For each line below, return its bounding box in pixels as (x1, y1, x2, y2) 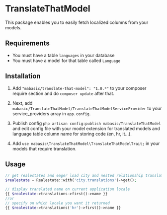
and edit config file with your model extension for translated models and (12, 125, 160, 132)
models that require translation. (12, 145, 77, 151)
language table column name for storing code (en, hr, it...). (12, 131, 132, 137)
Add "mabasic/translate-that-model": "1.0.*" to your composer (12, 85, 147, 91)
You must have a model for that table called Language (12, 58, 121, 64)
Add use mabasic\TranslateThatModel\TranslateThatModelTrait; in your (12, 140, 160, 146)
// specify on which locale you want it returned (5, 201, 110, 206)
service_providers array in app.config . (12, 110, 91, 117)
